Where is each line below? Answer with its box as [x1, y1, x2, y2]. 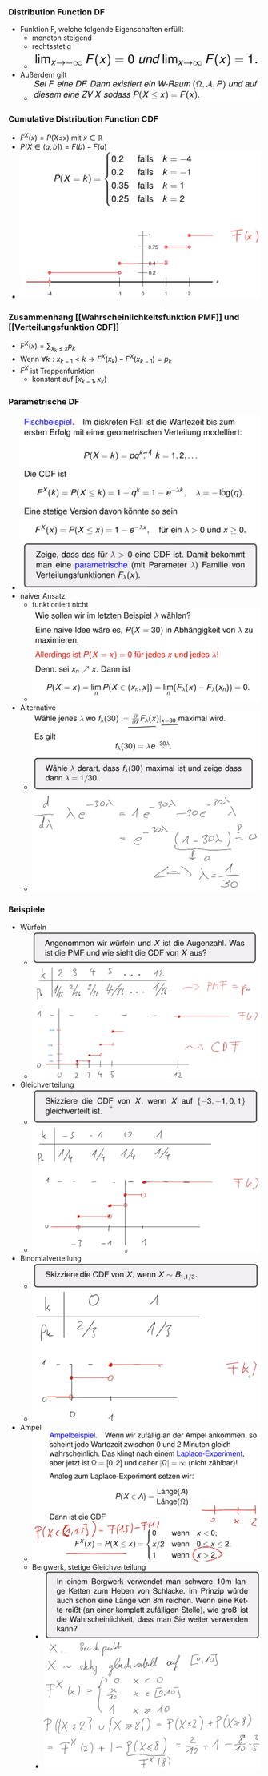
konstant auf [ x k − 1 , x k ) [31, 375, 107, 386]
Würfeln [19, 922, 46, 932]
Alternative [19, 703, 57, 712]
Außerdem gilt [19, 70, 67, 80]
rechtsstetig [31, 42, 72, 51]
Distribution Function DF [8, 6, 106, 18]
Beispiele [8, 904, 46, 915]
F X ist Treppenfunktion [19, 364, 95, 375]
